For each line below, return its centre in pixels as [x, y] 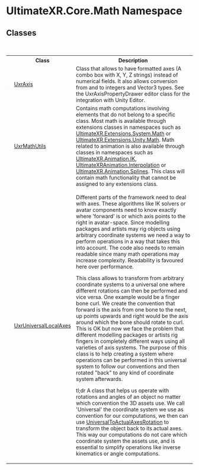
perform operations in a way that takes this [128, 242]
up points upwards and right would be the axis [132, 316]
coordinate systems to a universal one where [131, 285]
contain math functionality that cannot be [126, 177]
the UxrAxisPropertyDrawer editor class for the [133, 94]
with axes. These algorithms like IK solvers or [131, 204]
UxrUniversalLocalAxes [42, 325]
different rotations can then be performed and [132, 291]
